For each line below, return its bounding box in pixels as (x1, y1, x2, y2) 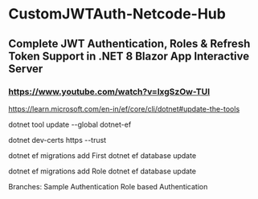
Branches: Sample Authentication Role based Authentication (8, 181, 208, 191)
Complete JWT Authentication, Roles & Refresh (8, 37, 251, 51)
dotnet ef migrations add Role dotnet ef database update (8, 166, 197, 176)
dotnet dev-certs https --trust (8, 135, 107, 144)
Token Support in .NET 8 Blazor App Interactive (8, 49, 250, 63)
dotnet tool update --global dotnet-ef (8, 120, 132, 129)
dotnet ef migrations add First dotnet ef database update (8, 150, 197, 160)
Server (8, 62, 43, 75)
